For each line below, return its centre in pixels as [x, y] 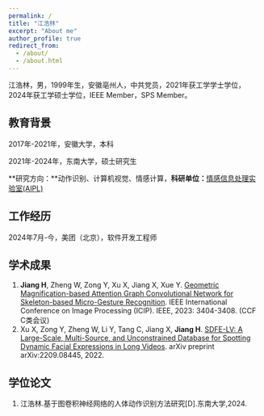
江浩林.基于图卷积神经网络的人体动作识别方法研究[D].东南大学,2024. [134, 404]
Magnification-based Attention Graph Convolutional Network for [127, 294]
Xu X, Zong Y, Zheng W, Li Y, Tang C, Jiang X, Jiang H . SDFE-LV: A [132, 330]
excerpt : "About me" [43, 31]
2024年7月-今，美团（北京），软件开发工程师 [83, 237]
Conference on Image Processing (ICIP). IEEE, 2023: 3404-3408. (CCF [138, 311]
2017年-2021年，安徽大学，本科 [61, 144]
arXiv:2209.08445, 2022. [62, 355]
